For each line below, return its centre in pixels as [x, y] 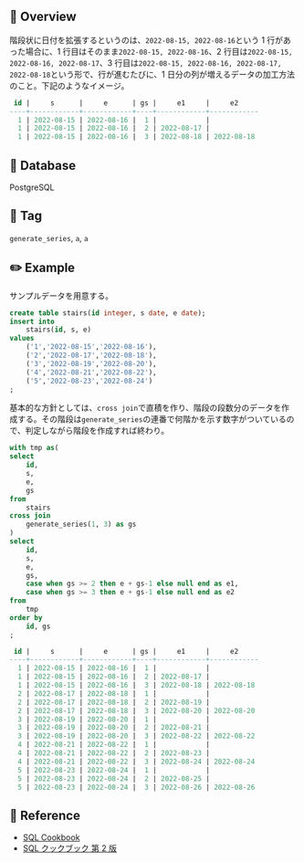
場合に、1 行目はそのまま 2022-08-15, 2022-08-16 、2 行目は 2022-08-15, [159, 51]
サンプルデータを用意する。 [62, 295]
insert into [32, 321]
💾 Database [43, 165]
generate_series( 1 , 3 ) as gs [81, 525]
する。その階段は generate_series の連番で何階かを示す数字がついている [152, 419]
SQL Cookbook [51, 837]
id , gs [38, 626]
